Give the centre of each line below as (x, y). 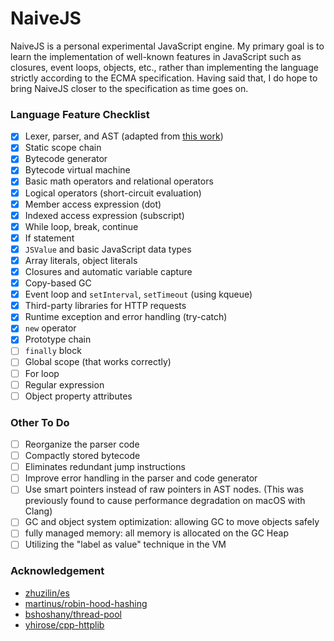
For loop (42, 373)
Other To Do (40, 422)
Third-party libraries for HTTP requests (105, 306)
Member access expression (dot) (93, 204)
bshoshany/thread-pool (73, 614)
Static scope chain (63, 148)
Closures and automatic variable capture (108, 271)
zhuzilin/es (47, 593)
